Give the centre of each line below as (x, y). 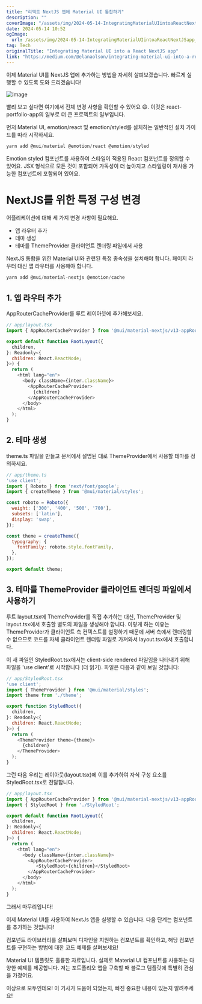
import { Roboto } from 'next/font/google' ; (63, 486)
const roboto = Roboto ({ (37, 503)
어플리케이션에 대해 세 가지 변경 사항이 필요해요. (63, 218)
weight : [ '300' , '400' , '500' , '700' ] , (62, 508)
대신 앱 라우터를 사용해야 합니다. (55, 266)
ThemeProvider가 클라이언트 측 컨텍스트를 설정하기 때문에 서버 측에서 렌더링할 (99, 632)
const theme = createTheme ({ (43, 536)
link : (13, 57)
